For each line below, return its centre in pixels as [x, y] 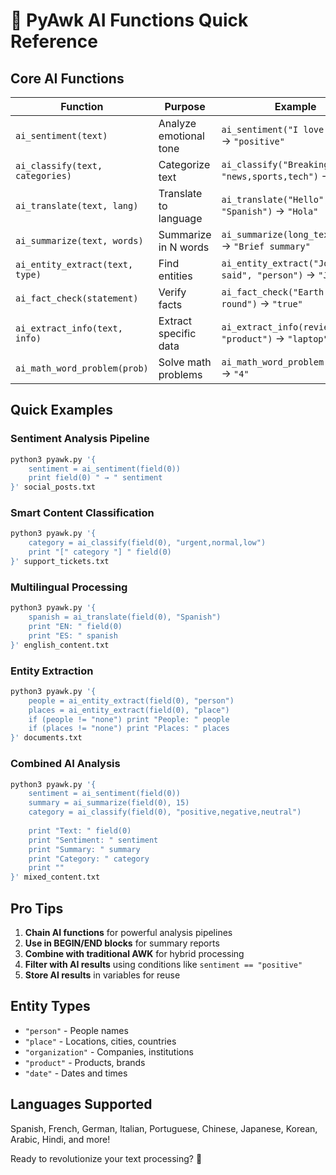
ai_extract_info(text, [69, 328]
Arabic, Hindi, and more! [60, 1139]
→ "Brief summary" [266, 246]
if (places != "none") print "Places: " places [129, 729]
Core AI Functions [67, 78]
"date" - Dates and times [76, 1073]
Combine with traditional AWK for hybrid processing [134, 953]
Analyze [177, 123]
